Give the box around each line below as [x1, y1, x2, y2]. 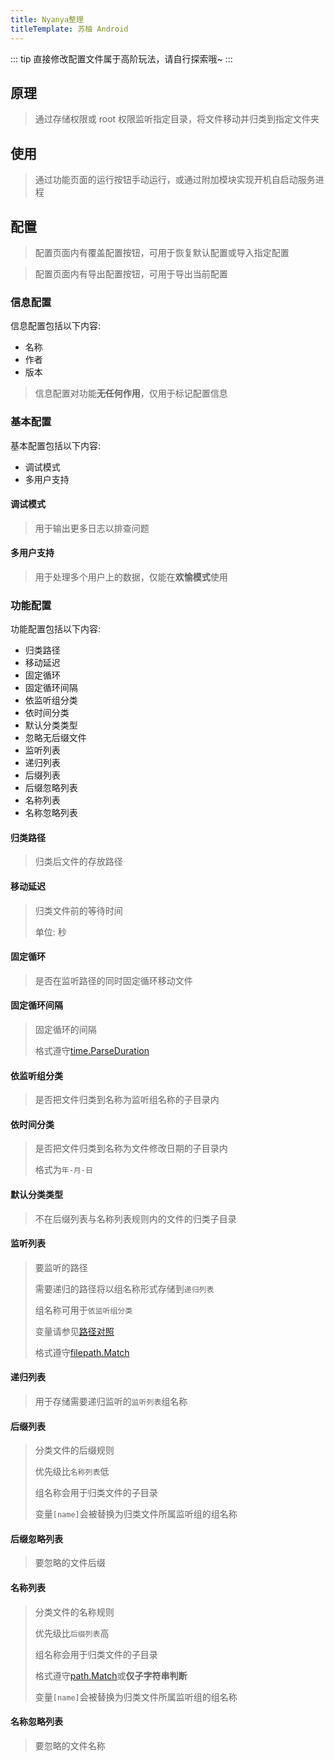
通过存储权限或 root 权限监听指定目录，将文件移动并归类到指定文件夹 [34, 113, 320, 125]
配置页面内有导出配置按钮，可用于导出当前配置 [34, 267, 228, 280]
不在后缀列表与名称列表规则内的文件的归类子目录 [34, 1212, 237, 1225]
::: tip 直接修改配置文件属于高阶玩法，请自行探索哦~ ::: [10, 52, 233, 65]
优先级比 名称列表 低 [34, 1466, 110, 1478]
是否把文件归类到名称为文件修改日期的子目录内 [34, 1142, 228, 1155]
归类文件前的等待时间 [34, 904, 123, 916]
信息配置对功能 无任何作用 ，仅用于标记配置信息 [34, 387, 228, 400]
